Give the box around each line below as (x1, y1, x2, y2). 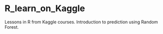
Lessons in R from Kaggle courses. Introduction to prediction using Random (4, 19, 158, 25)
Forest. (4, 24, 19, 30)
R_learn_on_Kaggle (4, 3, 85, 14)
